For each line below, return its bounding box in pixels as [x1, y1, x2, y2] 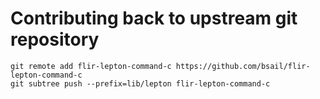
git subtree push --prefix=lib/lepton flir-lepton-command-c [10, 78, 271, 89]
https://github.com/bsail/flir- [175, 61, 311, 71]
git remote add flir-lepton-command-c [10, 61, 172, 71]
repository [10, 28, 100, 51]
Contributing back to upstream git [10, 7, 298, 30]
